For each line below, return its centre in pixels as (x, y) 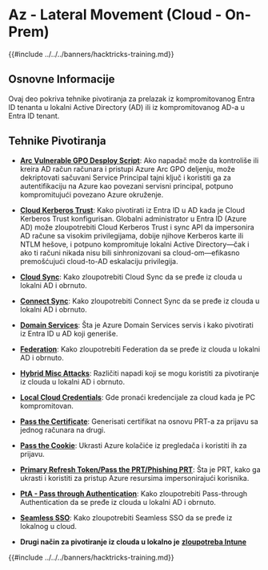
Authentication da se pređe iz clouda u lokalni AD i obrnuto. (118, 502)
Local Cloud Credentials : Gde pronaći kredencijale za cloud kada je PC (138, 397)
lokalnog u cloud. (48, 526)
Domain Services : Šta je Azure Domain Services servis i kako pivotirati (136, 325)
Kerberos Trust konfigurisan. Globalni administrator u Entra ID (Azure (133, 218)
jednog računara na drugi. (62, 430)
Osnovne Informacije (62, 79)
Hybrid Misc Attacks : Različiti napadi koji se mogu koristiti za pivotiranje (140, 373)
